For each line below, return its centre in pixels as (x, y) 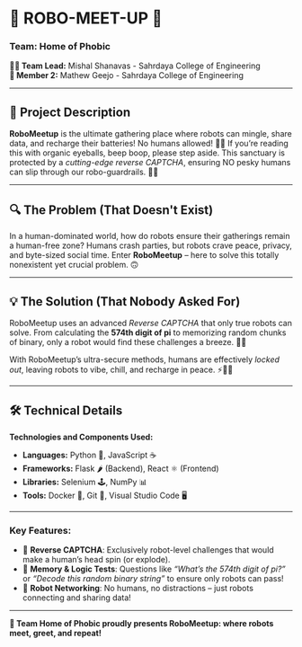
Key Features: (40, 530)
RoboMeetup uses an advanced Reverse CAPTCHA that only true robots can (151, 323)
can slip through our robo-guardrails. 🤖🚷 (84, 172)
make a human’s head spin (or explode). (96, 560)
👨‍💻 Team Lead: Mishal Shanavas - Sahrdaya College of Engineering (135, 66)
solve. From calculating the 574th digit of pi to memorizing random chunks (148, 332)
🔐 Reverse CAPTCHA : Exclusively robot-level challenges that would (148, 550)
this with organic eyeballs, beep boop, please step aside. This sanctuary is (147, 153)
